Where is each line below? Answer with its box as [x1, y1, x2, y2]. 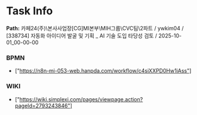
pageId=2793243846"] [14, 102, 73, 109]
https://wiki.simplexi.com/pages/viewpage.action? [19, 95, 143, 102]
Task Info [6, 4, 53, 18]
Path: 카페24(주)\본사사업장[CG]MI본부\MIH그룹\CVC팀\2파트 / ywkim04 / [6, 24, 184, 32]
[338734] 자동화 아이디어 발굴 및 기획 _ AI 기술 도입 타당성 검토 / [6, 32, 158, 39]
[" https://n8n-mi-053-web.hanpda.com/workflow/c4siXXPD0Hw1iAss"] [14, 67, 192, 74]
